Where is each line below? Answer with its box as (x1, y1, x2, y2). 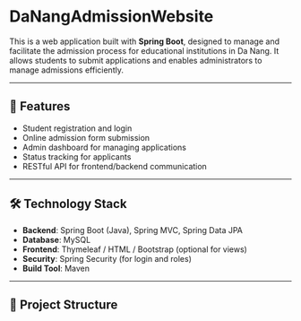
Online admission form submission (21, 132, 150, 143)
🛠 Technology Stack (9, 196, 127, 212)
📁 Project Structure (9, 297, 118, 312)
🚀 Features (9, 99, 71, 114)
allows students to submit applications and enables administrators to (9, 55, 262, 65)
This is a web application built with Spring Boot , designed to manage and (9, 36, 280, 47)
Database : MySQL (21, 234, 91, 245)
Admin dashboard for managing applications (21, 142, 186, 152)
